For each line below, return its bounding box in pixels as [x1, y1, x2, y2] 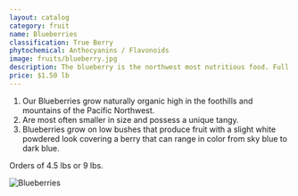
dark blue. [21, 143, 60, 153]
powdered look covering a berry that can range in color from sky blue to [21, 133, 288, 143]
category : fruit [9, 21, 70, 30]
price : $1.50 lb [9, 71, 70, 80]
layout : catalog [9, 12, 70, 22]
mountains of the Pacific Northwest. [21, 104, 155, 116]
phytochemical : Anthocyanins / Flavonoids [9, 46, 170, 55]
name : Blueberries [9, 29, 78, 38]
